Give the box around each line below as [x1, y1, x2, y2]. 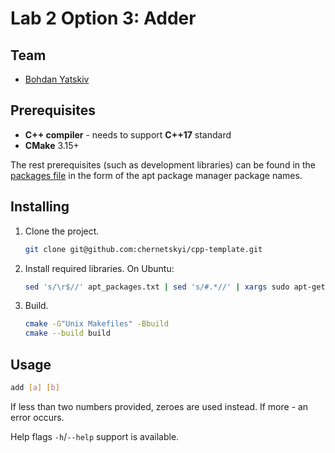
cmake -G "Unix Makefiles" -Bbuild [24, 319, 169, 329]
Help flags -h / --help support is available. [10, 430, 180, 442]
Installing [10, 198, 70, 216]
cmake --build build [24, 328, 111, 339]
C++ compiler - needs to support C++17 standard [24, 128, 232, 141]
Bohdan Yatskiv [24, 73, 90, 85]
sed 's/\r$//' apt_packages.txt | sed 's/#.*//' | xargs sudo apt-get [24, 282, 326, 292]
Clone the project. [24, 225, 100, 237]
